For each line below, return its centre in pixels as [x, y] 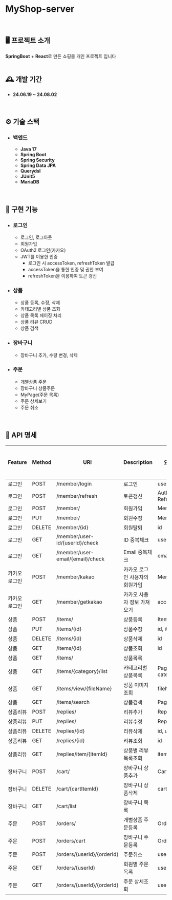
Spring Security [37, 160]
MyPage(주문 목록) [40, 395]
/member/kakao [75, 577]
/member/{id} [72, 527]
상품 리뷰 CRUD [36, 322]
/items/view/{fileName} [84, 688]
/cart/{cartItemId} [77, 789]
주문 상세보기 [34, 401]
